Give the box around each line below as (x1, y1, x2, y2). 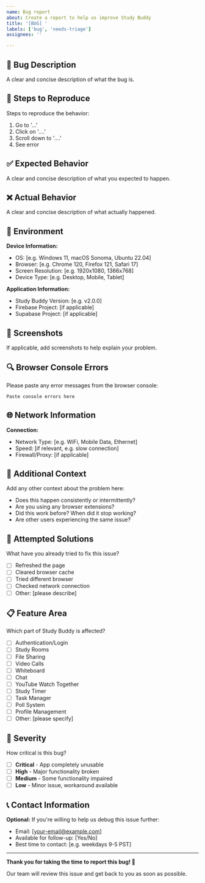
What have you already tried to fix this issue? (6, 550, 120, 557)
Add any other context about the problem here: (6, 485, 125, 492)
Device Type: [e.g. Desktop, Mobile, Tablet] (15, 274, 124, 281)
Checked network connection (15, 582, 90, 590)
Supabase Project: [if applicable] (15, 310, 98, 318)
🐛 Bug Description (6, 59, 76, 70)
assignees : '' (6, 32, 43, 38)
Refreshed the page (15, 562, 65, 569)
